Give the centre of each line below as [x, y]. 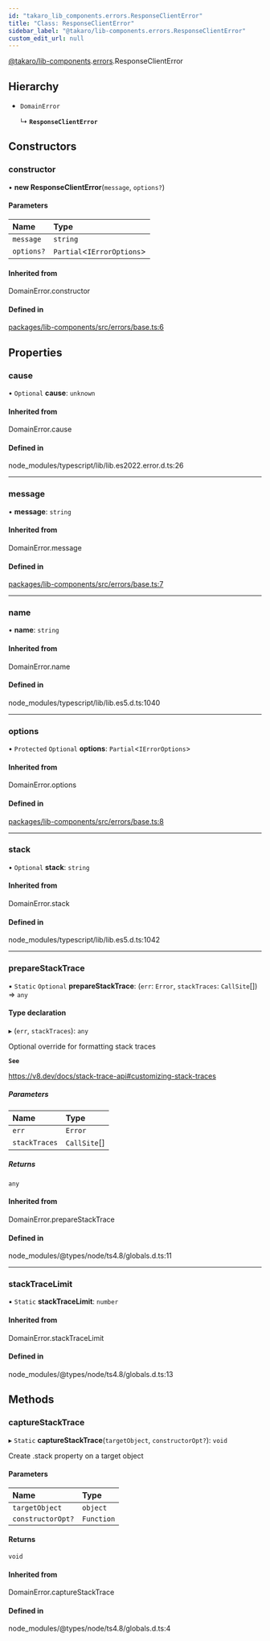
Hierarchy [34, 87]
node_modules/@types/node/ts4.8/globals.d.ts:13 [91, 1374]
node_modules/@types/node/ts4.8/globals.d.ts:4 [90, 1629]
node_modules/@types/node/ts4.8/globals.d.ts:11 [90, 1255]
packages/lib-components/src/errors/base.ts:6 [86, 328]
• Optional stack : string [49, 867]
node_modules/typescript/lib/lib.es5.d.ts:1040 [84, 703]
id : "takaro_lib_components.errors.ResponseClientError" [106, 16]
